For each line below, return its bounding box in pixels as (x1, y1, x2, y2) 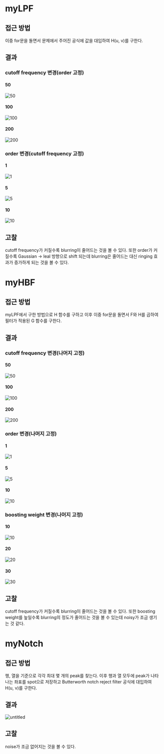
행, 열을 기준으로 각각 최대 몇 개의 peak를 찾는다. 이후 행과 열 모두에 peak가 (5, 673, 150, 679)
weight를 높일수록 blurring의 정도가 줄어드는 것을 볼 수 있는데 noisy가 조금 (5, 615, 148, 620)
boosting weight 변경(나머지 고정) (5, 511, 83, 518)
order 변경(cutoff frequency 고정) (5, 150, 84, 157)
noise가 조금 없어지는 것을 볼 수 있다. (5, 743, 76, 749)
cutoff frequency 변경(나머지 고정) (5, 350, 85, 356)
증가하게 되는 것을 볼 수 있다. (14, 260, 69, 266)
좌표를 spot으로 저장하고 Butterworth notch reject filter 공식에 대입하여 (14, 679, 152, 685)
